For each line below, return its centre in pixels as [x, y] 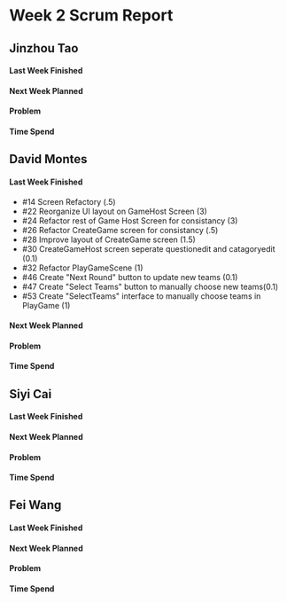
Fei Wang [35, 505]
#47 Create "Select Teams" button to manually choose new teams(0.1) [150, 286]
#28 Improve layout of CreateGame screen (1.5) [109, 239]
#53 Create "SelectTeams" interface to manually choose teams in [141, 296]
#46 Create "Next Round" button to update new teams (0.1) [130, 277]
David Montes [48, 159]
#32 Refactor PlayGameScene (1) [82, 268]
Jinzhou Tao [44, 48]
